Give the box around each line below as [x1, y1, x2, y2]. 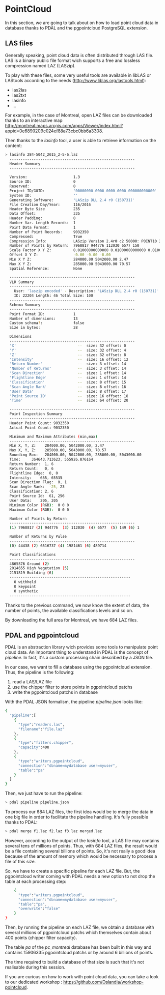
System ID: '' [9, 193, 78, 198]
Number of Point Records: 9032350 [9, 230, 89, 234]
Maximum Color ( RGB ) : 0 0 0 [9, 507, 69, 512]
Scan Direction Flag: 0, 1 [9, 480, 67, 485]
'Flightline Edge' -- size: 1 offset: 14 [9, 375, 126, 380]
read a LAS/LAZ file [12, 679, 52, 685]
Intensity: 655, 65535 [9, 475, 63, 480]
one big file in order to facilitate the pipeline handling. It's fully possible [5, 814, 148, 820]
